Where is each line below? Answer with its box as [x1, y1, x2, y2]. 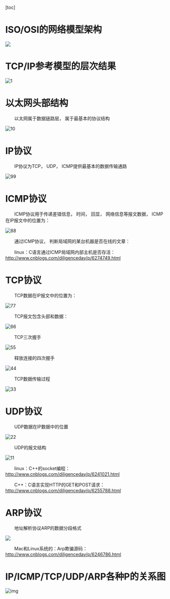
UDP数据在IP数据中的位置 [14, 423, 69, 430]
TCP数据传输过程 [14, 376, 50, 382]
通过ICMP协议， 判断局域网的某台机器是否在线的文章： [14, 238, 131, 244]
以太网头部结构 [5, 98, 69, 109]
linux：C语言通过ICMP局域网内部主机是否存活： [14, 249, 115, 255]
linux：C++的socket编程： [14, 465, 70, 471]
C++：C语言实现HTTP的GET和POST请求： [14, 481, 105, 488]
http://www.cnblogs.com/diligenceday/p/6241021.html [5, 471, 120, 477]
